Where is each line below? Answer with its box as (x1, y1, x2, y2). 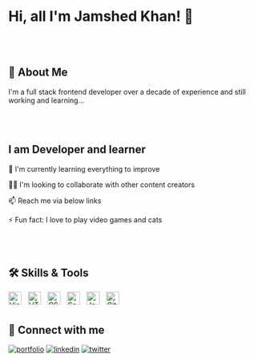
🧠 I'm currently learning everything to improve (8, 164, 160, 173)
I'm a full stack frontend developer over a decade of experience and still (8, 87, 247, 96)
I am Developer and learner (8, 143, 146, 157)
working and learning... (8, 96, 85, 105)
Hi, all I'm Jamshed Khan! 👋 (8, 7, 194, 26)
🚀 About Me (8, 66, 68, 79)
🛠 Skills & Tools (8, 266, 90, 279)
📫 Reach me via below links (8, 196, 102, 205)
